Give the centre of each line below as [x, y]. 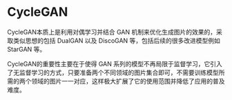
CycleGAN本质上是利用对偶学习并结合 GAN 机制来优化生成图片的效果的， [112, 32]
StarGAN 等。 [27, 49]
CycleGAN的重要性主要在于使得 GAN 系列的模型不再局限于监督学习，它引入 [115, 63]
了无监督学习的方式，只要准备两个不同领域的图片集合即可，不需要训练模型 [113, 72]
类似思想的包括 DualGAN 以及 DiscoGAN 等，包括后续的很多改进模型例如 [117, 40]
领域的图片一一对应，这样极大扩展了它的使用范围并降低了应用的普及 [128, 81]
